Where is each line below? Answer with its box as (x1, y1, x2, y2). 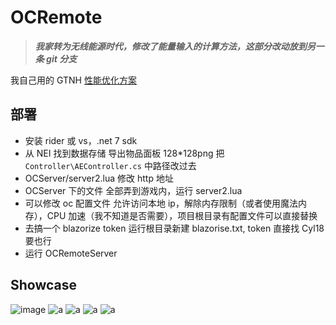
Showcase (10, 277, 78, 294)
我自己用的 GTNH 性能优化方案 (10, 74, 137, 86)
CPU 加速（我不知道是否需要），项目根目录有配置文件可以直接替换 (46, 209, 318, 221)
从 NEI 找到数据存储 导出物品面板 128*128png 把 (24, 147, 225, 159)
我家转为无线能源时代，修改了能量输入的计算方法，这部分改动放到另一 (34, 40, 325, 52)
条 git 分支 (34, 52, 78, 65)
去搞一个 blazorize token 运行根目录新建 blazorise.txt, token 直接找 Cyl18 (24, 222, 325, 234)
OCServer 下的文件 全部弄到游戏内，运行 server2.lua (24, 184, 243, 196)
